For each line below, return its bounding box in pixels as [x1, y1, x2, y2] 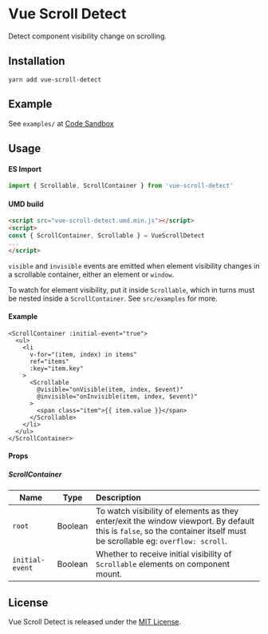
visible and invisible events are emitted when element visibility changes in [8, 261, 260, 270]
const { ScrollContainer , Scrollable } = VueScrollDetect [8, 231, 205, 240]
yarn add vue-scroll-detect [8, 75, 102, 84]
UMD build [8, 199, 44, 209]
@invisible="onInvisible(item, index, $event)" [37, 393, 198, 401]
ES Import [8, 164, 42, 173]
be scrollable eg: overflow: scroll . [95, 536, 227, 547]
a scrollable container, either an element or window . [8, 269, 175, 279]
